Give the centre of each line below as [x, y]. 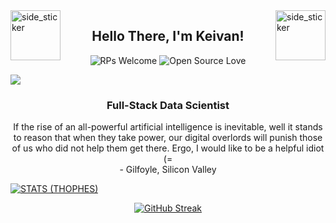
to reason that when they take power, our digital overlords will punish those [168, 138]
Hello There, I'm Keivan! [168, 36]
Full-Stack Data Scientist [168, 105]
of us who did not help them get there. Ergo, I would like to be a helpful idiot [168, 148]
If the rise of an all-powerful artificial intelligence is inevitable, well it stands [168, 127]
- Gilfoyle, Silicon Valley [168, 170]
